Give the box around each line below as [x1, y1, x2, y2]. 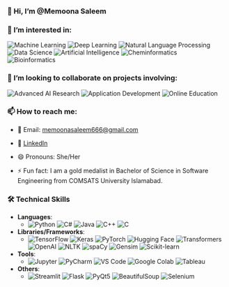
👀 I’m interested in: [7, 24, 72, 34]
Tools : [17, 250, 36, 258]
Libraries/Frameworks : [17, 228, 85, 236]
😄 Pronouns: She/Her [17, 152, 81, 161]
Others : [17, 265, 40, 273]
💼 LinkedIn [17, 139, 48, 147]
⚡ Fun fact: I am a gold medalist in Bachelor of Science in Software [17, 166, 209, 175]
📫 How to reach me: [7, 107, 78, 117]
